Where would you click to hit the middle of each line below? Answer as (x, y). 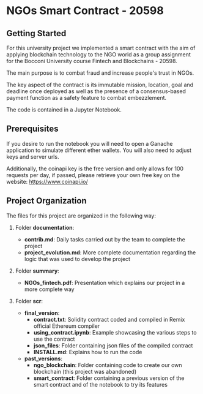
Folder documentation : (45, 227)
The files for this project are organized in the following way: (81, 216)
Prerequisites (32, 129)
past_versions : (43, 358)
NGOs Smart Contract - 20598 (85, 11)
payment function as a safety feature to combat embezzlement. (87, 98)
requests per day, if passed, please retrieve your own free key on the (93, 175)
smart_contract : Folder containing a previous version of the (109, 378)
